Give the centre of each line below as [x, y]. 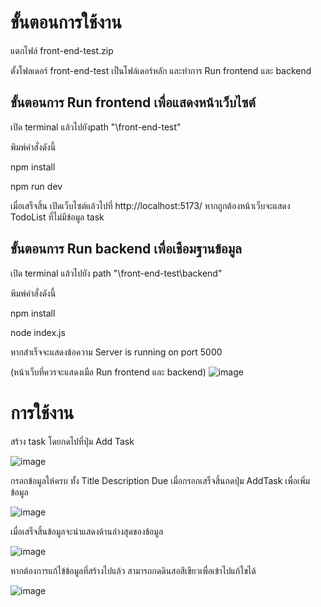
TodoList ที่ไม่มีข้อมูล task [57, 217]
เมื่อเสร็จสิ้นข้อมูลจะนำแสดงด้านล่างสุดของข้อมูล [87, 531]
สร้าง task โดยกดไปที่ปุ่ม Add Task [72, 441]
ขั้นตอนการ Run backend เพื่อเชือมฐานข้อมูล [126, 249]
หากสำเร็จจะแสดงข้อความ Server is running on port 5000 [116, 352]
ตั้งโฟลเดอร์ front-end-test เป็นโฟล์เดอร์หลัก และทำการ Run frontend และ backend [161, 70]
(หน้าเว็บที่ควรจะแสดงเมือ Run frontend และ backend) [108, 372]
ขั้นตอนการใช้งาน [66, 22]
